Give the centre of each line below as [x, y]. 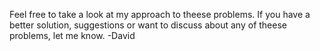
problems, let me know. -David [72, 35]
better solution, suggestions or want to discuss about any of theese [148, 25]
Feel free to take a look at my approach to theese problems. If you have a [160, 14]
